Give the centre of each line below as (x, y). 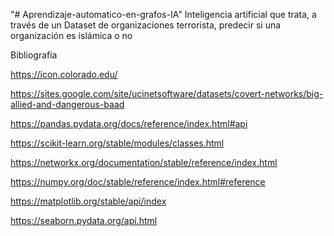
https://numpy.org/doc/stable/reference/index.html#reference (138, 182)
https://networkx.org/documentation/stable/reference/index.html (144, 162)
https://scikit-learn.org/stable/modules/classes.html (117, 143)
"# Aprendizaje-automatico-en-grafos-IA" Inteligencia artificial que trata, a (163, 14)
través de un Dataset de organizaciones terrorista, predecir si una (146, 25)
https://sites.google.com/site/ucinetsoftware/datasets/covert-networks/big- (167, 93)
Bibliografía (34, 55)
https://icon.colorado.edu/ (64, 74)
